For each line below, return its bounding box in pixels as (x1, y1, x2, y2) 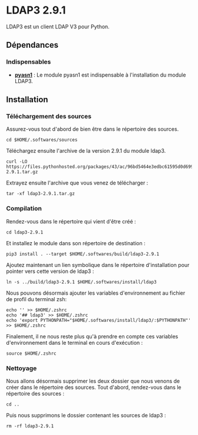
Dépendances (6, 40, 59, 50)
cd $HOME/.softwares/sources (6, 137, 78, 143)
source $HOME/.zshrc (6, 350, 57, 357)
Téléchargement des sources (6, 112, 92, 120)
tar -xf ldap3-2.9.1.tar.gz (6, 191, 75, 197)
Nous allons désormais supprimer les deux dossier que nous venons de (6, 377, 180, 384)
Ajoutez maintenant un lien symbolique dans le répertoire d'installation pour (6, 261, 190, 268)
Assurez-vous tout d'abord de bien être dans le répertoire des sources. (6, 126, 179, 133)
